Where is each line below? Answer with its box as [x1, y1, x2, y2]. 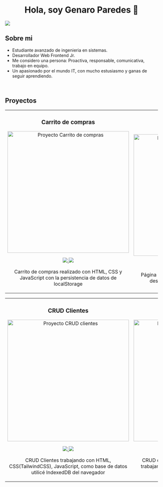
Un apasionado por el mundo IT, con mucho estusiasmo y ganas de [12, 68, 147, 73]
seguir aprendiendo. [12, 73, 53, 79]
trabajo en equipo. [12, 63, 49, 69]
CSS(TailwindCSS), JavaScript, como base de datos [9, 463, 128, 470]
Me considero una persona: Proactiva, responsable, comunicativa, [12, 57, 145, 63]
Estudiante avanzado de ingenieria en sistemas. [12, 47, 108, 53]
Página [140, 271, 157, 278]
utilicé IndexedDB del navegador [31, 469, 105, 476]
